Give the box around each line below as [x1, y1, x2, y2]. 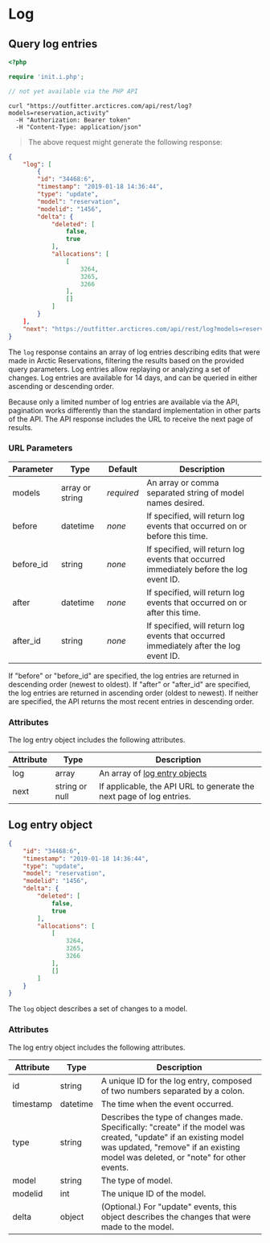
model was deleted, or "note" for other [100, 1151, 247, 1162]
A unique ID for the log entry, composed [100, 1075, 252, 1086]
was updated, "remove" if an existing [100, 1141, 240, 1153]
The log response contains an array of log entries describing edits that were [8, 347, 260, 357]
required [107, 487, 139, 498]
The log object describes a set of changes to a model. [8, 1004, 188, 1013]
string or [55, 781, 88, 792]
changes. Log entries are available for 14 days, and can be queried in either [8, 372, 258, 383]
